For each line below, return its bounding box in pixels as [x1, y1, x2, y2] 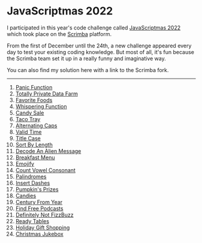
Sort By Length [15, 141, 53, 148]
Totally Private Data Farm [15, 90, 79, 97]
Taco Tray [15, 115, 41, 122]
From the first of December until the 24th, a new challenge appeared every [7, 42, 192, 49]
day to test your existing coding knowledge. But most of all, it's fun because [7, 48, 194, 55]
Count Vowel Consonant [15, 166, 76, 173]
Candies [15, 192, 37, 199]
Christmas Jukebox [15, 230, 64, 238]
